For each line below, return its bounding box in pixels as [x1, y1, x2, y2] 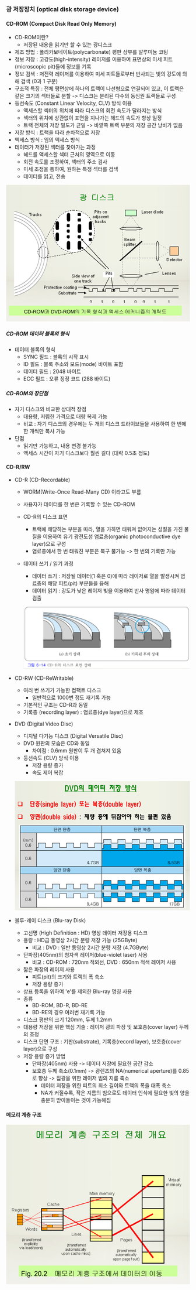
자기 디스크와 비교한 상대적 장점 [14, 405, 86, 412]
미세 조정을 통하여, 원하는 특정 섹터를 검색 [23, 166, 118, 173]
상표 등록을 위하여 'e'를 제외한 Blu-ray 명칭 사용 [23, 988, 132, 995]
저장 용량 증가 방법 [23, 1052, 66, 1059]
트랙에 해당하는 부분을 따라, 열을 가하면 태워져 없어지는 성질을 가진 [32, 526, 183, 533]
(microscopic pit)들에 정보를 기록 [14, 63, 92, 70]
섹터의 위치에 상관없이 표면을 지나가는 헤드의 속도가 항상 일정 [23, 114, 162, 121]
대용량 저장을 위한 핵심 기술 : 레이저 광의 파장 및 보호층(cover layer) [23, 1023, 178, 1030]
